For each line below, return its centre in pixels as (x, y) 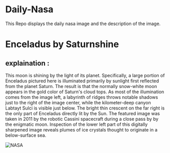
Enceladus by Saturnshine (62, 44)
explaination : (27, 63)
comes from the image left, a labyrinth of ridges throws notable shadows (82, 97)
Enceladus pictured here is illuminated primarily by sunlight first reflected (82, 81)
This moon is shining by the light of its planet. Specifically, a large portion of (85, 75)
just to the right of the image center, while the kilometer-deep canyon (78, 102)
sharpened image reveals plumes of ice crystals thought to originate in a (81, 129)
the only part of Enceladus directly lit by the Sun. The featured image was (82, 113)
